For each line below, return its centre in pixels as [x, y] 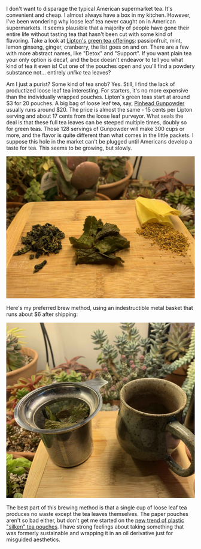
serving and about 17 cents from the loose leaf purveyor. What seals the [95, 116]
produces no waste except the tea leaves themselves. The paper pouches [97, 514]
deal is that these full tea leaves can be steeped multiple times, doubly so [97, 122]
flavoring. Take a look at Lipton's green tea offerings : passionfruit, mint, [94, 41]
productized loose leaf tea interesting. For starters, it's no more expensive [97, 90]
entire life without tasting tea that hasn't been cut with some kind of [89, 34]
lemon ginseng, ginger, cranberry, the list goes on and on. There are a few [98, 47]
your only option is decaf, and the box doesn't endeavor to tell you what [95, 60]
